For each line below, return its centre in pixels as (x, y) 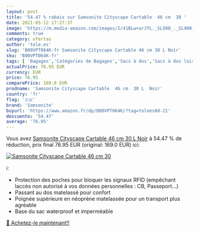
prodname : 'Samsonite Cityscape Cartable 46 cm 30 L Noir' (84, 89)
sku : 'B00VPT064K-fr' (33, 56)
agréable (25, 205)
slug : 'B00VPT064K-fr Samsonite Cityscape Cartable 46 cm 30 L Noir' (94, 50)
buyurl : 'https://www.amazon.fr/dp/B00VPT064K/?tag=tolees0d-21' (88, 111)
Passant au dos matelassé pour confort (62, 192)
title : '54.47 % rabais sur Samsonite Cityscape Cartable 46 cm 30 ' (96, 17)
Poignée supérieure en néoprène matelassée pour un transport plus (97, 199)
